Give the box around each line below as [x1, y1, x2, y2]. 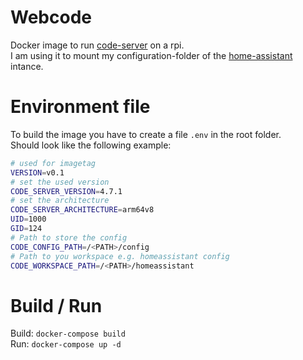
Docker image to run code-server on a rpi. [10, 39, 185, 51]
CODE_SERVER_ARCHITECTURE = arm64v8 [10, 205, 155, 215]
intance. [10, 60, 44, 72]
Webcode [10, 6, 92, 29]
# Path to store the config [10, 232, 128, 243]
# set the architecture [10, 196, 110, 206]
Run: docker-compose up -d [10, 338, 122, 350]
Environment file [10, 96, 151, 118]
